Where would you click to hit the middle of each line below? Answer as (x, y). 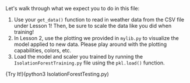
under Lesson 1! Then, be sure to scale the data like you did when (93, 26)
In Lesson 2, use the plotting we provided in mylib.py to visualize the (96, 38)
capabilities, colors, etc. (43, 50)
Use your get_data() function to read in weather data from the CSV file (99, 19)
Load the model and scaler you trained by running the (78, 57)
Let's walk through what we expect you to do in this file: (73, 8)
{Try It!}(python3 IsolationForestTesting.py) (57, 74)
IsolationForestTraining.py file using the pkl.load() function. (89, 63)
